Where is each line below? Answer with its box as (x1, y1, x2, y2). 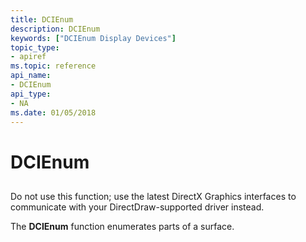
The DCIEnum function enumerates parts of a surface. (10, 220, 235, 232)
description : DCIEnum (10, 24, 101, 34)
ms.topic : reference (10, 61, 97, 71)
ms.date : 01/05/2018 (10, 107, 97, 118)
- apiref (10, 52, 47, 62)
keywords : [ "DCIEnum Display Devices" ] (10, 33, 177, 43)
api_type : (10, 89, 52, 99)
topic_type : (10, 42, 60, 53)
